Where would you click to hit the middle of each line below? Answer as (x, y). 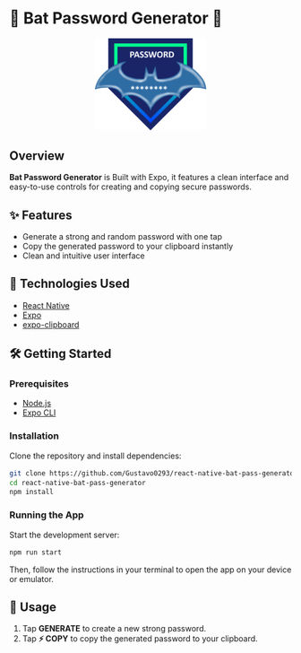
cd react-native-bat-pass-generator (77, 483)
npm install (31, 492)
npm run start (36, 552)
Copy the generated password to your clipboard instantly (128, 246)
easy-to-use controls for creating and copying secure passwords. (131, 187)
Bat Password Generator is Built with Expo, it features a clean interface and (149, 178)
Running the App (47, 515)
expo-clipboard (51, 324)
